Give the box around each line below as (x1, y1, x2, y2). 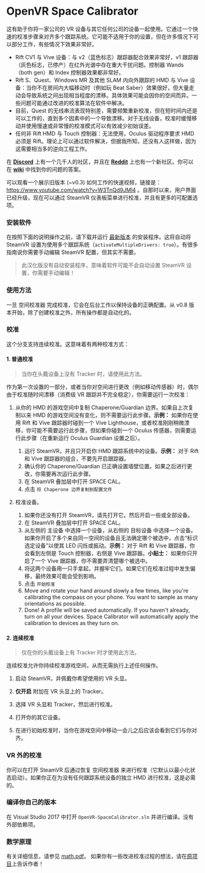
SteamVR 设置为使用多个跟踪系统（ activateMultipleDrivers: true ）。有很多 (6, 241, 198, 248)
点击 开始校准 (24, 580, 56, 587)
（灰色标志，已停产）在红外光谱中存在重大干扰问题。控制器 (15, 61, 165, 68)
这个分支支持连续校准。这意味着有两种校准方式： (6, 340, 129, 347)
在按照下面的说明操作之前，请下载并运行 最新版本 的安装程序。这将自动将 (6, 233, 191, 241)
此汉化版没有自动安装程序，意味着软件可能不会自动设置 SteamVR (21, 261, 185, 269)
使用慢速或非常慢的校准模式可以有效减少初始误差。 (26, 122, 154, 129)
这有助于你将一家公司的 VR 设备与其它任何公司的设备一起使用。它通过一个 (6, 25, 193, 32)
